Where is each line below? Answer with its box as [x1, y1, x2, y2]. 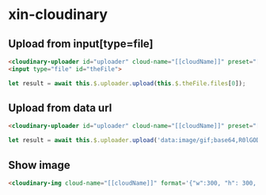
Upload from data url [8, 101, 112, 115]
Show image [8, 158, 71, 171]
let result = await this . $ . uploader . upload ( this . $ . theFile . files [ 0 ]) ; [8, 79, 246, 88]
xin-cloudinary [8, 6, 108, 24]
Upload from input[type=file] [8, 37, 154, 51]
